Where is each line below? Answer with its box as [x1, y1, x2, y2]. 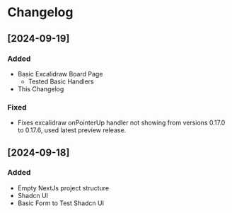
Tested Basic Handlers [28, 77, 94, 86]
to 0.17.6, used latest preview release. [17, 126, 127, 134]
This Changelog [17, 84, 64, 93]
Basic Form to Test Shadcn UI [17, 199, 105, 207]
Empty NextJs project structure [17, 183, 110, 192]
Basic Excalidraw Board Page [17, 69, 103, 78]
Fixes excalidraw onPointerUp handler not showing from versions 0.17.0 [17, 118, 226, 127]
